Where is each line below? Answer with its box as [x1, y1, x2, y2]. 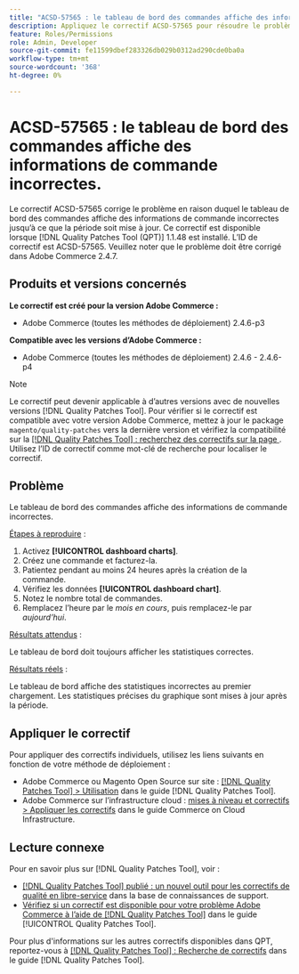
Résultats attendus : [9, 629, 83, 640]
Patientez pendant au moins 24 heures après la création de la [21, 564, 247, 575]
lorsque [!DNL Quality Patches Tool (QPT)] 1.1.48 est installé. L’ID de [9, 231, 258, 242]
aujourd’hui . [21, 612, 67, 623]
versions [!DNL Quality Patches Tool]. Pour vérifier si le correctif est [9, 405, 258, 416]
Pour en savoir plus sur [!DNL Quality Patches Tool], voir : [9, 863, 220, 873]
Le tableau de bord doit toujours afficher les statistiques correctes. [9, 646, 254, 657]
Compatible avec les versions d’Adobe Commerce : [9, 335, 202, 345]
